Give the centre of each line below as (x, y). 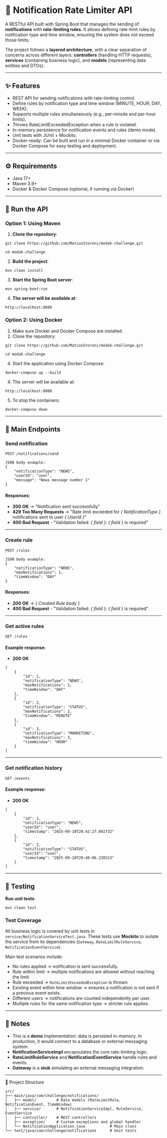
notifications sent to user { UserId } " (49, 517)
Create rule (19, 540)
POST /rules (17, 551)
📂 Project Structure (25, 1082)
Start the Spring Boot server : (42, 280)
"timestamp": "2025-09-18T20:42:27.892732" (69, 831)
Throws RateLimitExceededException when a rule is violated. (75, 124)
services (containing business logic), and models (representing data (76, 60)
